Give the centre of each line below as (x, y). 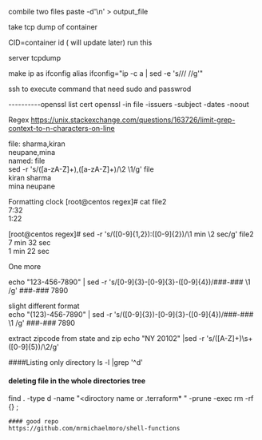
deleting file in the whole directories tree (77, 381)
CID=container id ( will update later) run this (80, 42)
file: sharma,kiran (37, 144)
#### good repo (34, 422)
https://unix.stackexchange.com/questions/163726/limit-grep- (133, 120)
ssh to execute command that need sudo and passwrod (100, 89)
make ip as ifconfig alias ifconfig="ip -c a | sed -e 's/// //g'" (106, 73)
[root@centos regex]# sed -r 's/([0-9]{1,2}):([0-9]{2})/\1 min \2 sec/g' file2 (131, 234)
